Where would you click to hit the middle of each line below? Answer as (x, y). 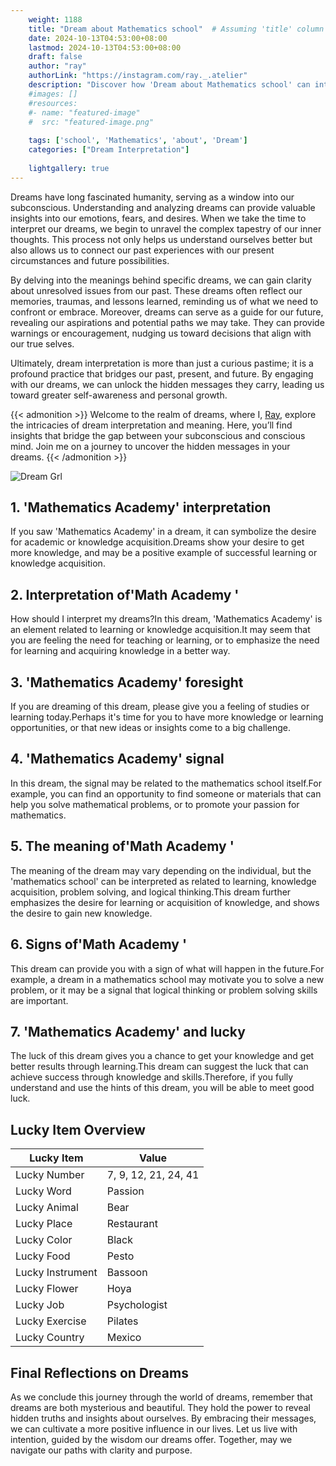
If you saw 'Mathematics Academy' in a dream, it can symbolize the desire (163, 532)
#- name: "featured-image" (84, 112)
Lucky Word (43, 1191)
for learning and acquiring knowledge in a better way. (120, 651)
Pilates (122, 1321)
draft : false (55, 57)
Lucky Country (50, 1338)
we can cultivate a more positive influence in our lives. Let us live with (154, 1428)
